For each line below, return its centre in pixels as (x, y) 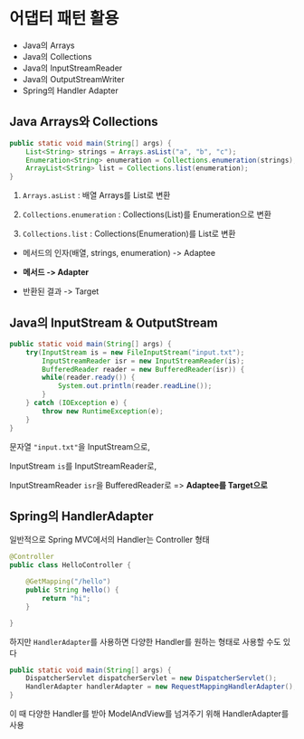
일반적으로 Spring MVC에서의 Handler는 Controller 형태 (109, 540)
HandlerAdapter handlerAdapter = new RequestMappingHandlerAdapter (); (161, 687)
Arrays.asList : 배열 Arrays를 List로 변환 (96, 195)
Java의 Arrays (48, 45)
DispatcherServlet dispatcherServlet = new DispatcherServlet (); (152, 678)
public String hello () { (72, 590)
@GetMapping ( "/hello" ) (68, 582)
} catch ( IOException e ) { (76, 403)
